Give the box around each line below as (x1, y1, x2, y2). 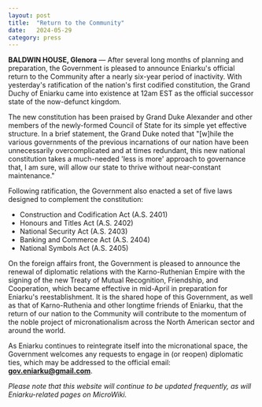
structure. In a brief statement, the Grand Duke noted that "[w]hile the (8, 129, 234, 139)
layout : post (8, 11, 51, 20)
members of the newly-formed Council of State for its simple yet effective (8, 121, 247, 130)
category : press (8, 33, 61, 42)
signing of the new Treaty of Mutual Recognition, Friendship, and (8, 275, 219, 285)
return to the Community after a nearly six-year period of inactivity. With (8, 72, 242, 81)
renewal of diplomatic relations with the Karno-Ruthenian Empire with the (8, 267, 245, 277)
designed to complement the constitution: (8, 195, 144, 204)
